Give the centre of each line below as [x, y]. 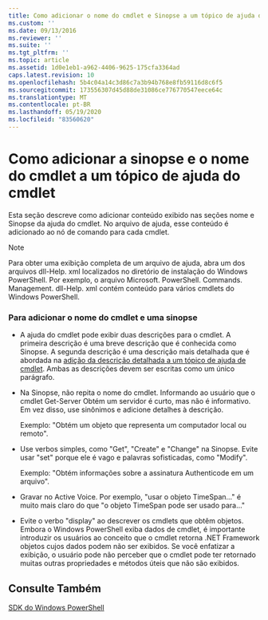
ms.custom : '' [32, 23]
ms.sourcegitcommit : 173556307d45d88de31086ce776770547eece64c [116, 90]
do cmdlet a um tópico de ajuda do [124, 176]
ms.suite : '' [30, 45]
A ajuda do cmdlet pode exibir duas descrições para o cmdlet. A [125, 335]
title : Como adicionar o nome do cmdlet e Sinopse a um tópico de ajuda [132, 16]
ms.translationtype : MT [48, 97]
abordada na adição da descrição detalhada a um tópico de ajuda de [133, 361]
